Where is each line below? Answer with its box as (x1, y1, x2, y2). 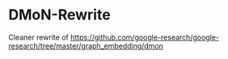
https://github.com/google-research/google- (70, 32, 220, 42)
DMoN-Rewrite (8, 6, 111, 24)
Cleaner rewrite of (8, 32, 69, 42)
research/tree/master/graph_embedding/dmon (8, 40, 164, 50)
